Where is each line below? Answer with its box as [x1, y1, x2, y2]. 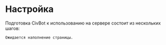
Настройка [5, 3, 54, 15]
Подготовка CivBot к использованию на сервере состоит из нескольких [5, 20, 161, 26]
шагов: [5, 25, 20, 31]
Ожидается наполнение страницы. [5, 35, 73, 40]
